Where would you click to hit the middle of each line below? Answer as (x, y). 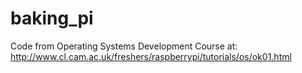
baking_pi (52, 18)
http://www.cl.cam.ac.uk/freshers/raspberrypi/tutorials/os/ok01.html (151, 56)
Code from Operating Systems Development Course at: (124, 46)
